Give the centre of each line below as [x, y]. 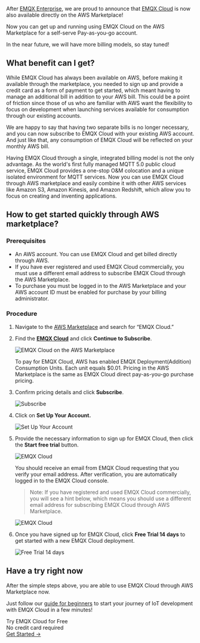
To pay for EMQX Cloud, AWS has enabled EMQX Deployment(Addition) [103, 361]
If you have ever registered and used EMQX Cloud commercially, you [99, 267]
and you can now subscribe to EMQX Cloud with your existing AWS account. [100, 133]
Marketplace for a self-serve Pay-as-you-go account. [72, 33]
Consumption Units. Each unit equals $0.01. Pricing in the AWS [92, 368]
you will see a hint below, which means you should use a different [110, 499]
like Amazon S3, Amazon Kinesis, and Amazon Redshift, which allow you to [99, 189]
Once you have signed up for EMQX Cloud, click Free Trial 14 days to [100, 534]
